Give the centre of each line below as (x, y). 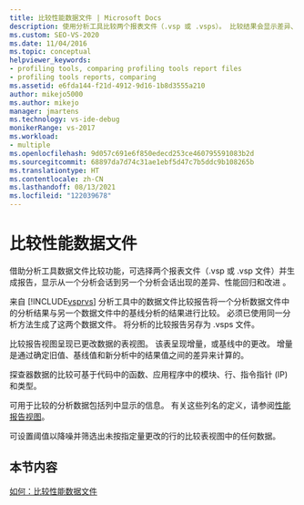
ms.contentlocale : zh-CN (56, 179)
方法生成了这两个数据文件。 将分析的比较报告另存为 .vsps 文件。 (138, 324)
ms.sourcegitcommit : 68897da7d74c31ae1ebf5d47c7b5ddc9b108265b (132, 162)
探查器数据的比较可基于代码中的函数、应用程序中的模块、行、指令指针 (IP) (149, 374)
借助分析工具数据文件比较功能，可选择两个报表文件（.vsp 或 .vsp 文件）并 (148, 271)
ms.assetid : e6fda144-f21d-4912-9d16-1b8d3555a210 (107, 86)
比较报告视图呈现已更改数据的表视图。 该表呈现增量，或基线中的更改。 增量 (151, 344)
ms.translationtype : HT (55, 170)
